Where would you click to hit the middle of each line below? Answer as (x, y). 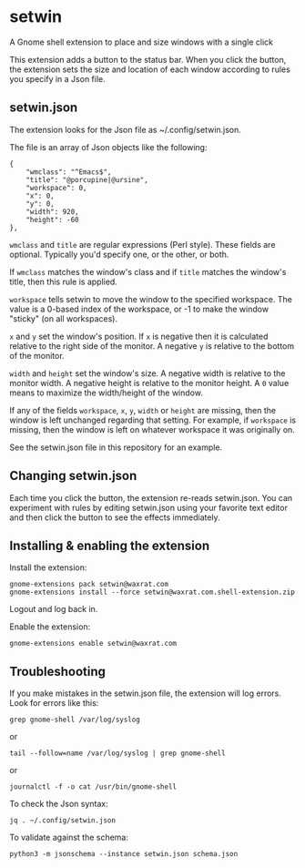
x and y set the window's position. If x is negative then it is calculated (139, 336)
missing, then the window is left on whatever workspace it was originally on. (152, 429)
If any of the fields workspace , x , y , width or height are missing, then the (142, 410)
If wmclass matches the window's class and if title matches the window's (148, 271)
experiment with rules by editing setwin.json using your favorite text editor (149, 507)
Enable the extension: (50, 627)
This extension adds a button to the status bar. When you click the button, (148, 59)
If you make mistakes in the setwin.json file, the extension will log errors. (146, 693)
